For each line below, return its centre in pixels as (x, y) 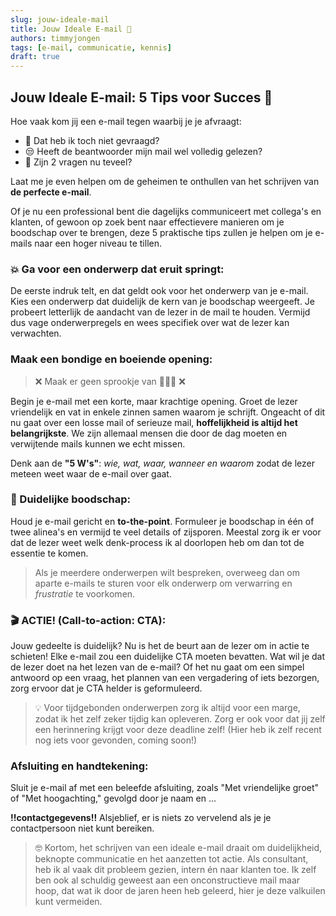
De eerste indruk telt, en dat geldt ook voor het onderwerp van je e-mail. (159, 291)
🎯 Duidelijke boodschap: (71, 499)
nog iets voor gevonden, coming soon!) (116, 740)
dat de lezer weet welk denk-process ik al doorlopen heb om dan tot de (157, 542)
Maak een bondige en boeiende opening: (111, 359)
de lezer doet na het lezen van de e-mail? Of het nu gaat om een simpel (157, 667)
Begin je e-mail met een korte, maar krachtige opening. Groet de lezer (154, 401)
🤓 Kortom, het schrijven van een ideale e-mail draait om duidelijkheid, (178, 848)
